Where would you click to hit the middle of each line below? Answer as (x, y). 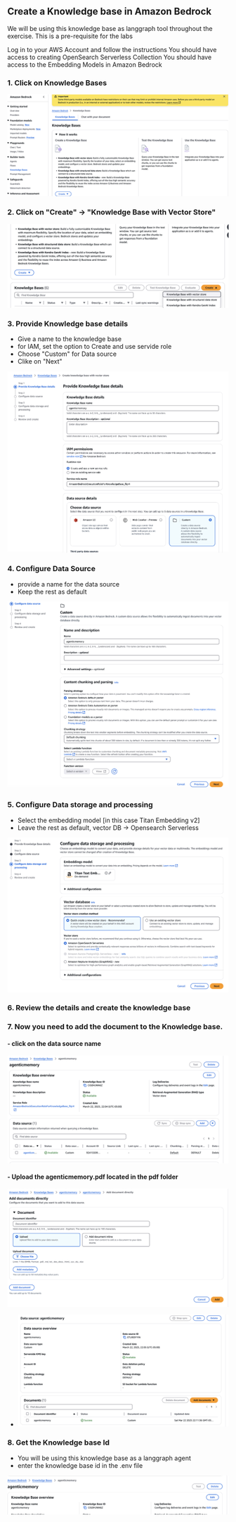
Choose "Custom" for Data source (67, 354)
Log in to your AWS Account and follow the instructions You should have (112, 49)
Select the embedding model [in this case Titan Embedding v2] (109, 820)
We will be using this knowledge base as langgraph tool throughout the (110, 28)
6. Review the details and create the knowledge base (99, 1008)
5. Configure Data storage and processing (80, 805)
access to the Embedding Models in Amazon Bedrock (85, 64)
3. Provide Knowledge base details (68, 324)
